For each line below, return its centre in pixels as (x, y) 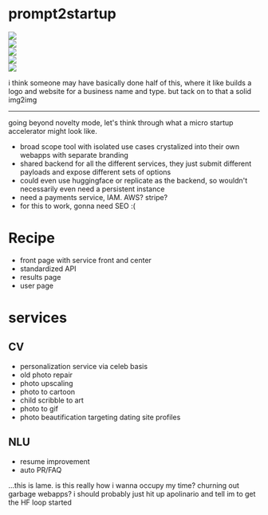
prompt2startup (63, 14)
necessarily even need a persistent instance (92, 189)
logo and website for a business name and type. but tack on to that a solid (130, 91)
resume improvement (55, 461)
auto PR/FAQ (41, 470)
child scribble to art (51, 400)
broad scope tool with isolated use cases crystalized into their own (130, 146)
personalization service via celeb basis (84, 366)
